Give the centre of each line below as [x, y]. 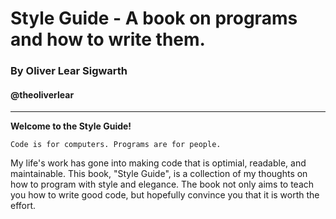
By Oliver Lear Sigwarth [69, 71]
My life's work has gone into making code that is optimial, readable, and [158, 163]
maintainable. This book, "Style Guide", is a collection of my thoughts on [159, 174]
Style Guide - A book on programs [154, 18]
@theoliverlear [42, 94]
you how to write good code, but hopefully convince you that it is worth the [165, 195]
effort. [23, 206]
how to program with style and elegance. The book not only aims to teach [162, 184]
